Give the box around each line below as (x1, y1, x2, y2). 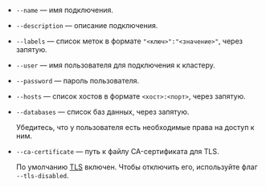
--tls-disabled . (15, 171, 70, 180)
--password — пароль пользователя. (15, 76, 140, 85)
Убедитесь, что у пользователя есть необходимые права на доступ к (15, 123, 255, 132)
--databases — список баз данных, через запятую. (15, 107, 190, 116)
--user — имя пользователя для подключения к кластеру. (15, 60, 215, 70)
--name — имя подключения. (15, 6, 114, 14)
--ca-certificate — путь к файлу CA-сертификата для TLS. (15, 147, 219, 156)
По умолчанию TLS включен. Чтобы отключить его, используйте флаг (15, 162, 258, 172)
